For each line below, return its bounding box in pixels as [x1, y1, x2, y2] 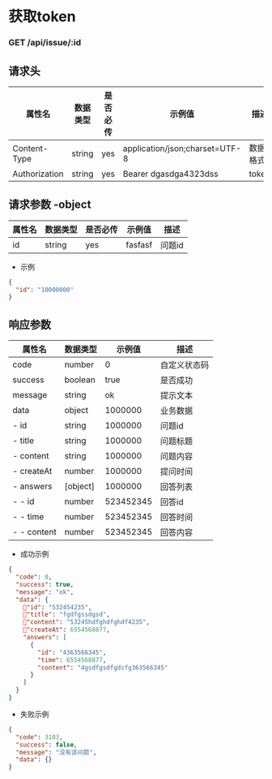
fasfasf [125, 239, 153, 250]
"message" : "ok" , [15, 587, 74, 596]
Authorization [12, 168, 64, 179]
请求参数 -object [8, 198, 91, 212]
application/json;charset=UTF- [122, 143, 241, 154]
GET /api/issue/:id [8, 37, 82, 49]
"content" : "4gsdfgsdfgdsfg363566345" [37, 663, 168, 672]
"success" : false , [15, 740, 79, 749]
